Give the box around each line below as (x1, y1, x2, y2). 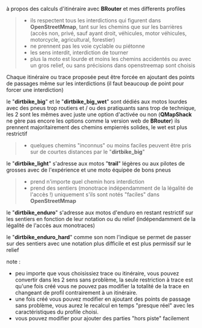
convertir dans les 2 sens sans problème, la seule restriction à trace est (15, 276, 194, 283)
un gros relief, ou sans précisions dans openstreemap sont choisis (30, 62, 195, 69)
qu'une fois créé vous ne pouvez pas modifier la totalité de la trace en (15, 283, 189, 289)
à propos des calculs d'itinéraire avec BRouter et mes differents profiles (6, 5, 186, 12)
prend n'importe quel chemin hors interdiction (30, 178, 145, 185)
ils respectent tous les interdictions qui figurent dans (30, 17, 161, 24)
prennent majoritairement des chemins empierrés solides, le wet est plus (6, 124, 187, 130)
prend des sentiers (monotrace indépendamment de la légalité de (30, 184, 194, 191)
